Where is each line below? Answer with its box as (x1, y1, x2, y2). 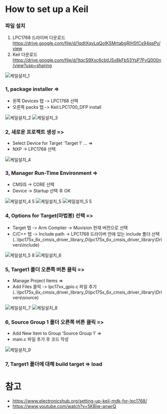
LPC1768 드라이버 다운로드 (12, 35, 66, 41)
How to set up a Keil (5, 4, 89, 15)
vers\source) (12, 294, 39, 300)
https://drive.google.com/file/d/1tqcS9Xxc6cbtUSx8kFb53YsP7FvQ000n (12, 57, 162, 63)
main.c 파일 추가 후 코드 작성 (12, 336, 69, 342)
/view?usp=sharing (12, 63, 52, 69)
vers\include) (12, 242, 40, 248)
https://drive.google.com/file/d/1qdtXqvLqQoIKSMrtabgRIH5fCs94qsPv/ (12, 40, 161, 46)
